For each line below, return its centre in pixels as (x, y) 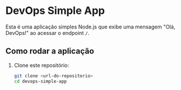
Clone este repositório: (42, 65)
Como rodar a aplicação (50, 51)
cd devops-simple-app (40, 81)
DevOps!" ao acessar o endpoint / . (47, 33)
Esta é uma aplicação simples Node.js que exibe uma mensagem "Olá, (90, 27)
